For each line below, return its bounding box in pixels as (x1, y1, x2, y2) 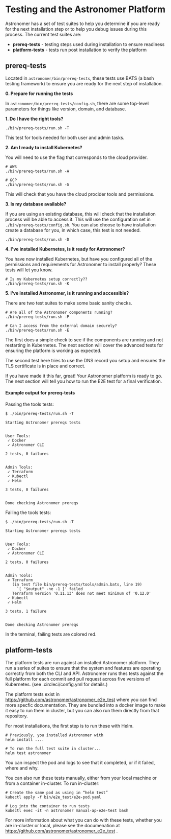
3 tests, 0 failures (5, 487, 49, 492)
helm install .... (5, 737, 44, 742)
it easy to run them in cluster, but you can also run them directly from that (5, 707, 159, 713)
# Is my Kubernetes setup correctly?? (5, 276, 88, 282)
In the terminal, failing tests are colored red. (5, 631, 97, 637)
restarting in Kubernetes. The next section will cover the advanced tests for (5, 342, 163, 348)
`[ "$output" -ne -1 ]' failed (16, 586, 83, 591)
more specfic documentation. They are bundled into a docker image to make (5, 702, 166, 708)
